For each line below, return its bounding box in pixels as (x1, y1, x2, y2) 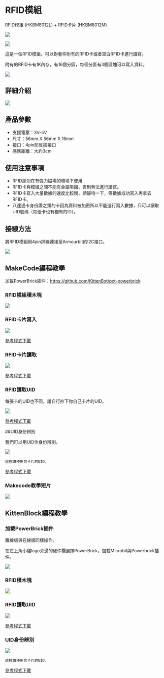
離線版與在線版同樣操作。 (5, 537, 57, 543)
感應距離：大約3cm (12, 148, 52, 154)
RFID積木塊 (5, 577, 32, 584)
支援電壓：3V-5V (12, 129, 47, 135)
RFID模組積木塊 (5, 291, 42, 298)
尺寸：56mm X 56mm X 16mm (12, 136, 74, 142)
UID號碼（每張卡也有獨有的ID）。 (12, 209, 78, 215)
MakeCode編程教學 (5, 264, 66, 272)
